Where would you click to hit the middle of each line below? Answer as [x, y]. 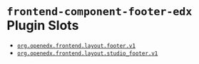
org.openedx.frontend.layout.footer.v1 [76, 46]
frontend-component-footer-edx [99, 12]
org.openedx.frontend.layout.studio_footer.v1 [87, 53]
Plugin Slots [43, 26]
